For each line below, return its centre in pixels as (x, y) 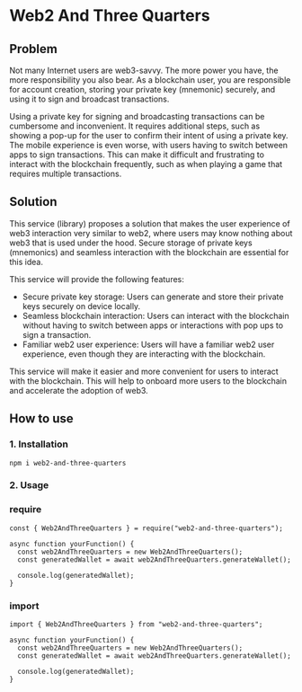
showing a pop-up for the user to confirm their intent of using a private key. (149, 135)
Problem (34, 49)
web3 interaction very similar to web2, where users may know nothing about (151, 233)
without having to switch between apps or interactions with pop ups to (153, 325)
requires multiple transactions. (66, 173)
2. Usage (29, 485)
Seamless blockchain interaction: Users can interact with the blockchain (155, 315)
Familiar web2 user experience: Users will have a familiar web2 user (148, 344)
